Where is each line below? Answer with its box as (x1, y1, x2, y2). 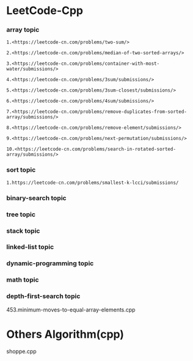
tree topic (6, 210, 35, 219)
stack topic (6, 227, 40, 235)
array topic (6, 26, 40, 34)
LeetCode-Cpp (6, 4, 84, 18)
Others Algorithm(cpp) (6, 327, 124, 341)
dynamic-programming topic (6, 259, 94, 268)
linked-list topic (6, 242, 54, 251)
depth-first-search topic (6, 292, 81, 301)
